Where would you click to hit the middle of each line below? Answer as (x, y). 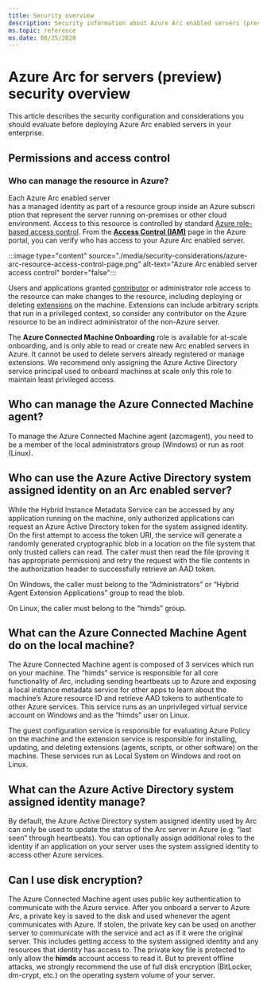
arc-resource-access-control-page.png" (75, 264)
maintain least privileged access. (62, 379)
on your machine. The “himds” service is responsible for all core (113, 673)
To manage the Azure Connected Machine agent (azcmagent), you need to (131, 436)
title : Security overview (51, 16)
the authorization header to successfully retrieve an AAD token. (112, 569)
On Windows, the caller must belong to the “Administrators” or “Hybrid (124, 584)
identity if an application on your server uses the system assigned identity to (133, 846)
